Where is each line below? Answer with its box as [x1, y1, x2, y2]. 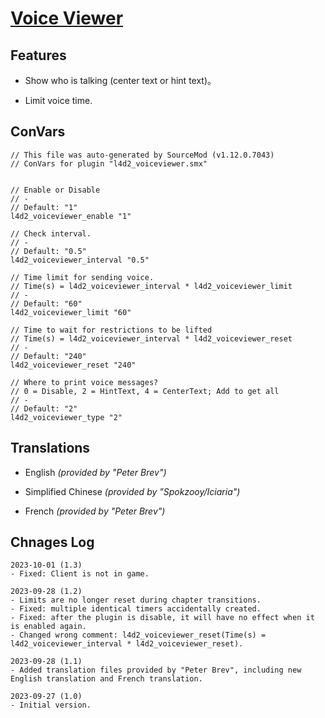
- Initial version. [10, 700, 92, 711]
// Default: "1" [10, 202, 78, 212]
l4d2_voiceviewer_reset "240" [10, 360, 137, 370]
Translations [10, 440, 91, 457]
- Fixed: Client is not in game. [10, 569, 150, 579]
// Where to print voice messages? [10, 377, 159, 387]
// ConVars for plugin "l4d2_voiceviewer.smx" [10, 158, 208, 169]
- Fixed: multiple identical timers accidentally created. [10, 604, 262, 614]
